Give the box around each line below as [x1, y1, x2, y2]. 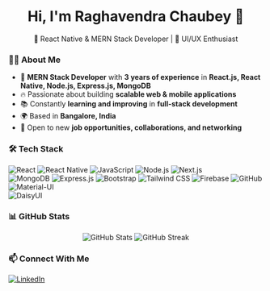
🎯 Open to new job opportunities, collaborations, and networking [19, 123, 243, 132]
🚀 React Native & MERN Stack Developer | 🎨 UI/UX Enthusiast [33, 34, 238, 44]
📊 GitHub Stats [8, 211, 70, 222]
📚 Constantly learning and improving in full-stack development [19, 99, 238, 109]
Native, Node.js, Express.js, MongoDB [19, 81, 151, 91]
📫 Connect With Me [8, 253, 90, 264]
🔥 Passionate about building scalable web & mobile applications [19, 89, 237, 99]
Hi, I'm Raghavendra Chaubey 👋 [27, 7, 245, 26]
